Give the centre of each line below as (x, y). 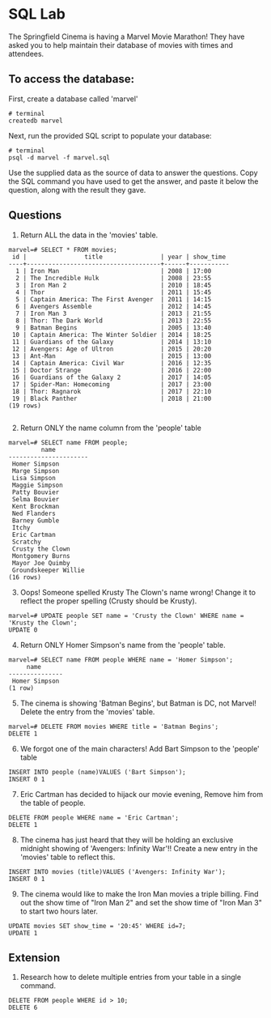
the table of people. (53, 803)
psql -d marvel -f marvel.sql (59, 158)
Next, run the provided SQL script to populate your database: (110, 135)
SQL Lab (37, 14)
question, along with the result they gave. (77, 190)
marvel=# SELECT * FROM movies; (63, 249)
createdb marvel (36, 121)
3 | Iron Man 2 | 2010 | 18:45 (114, 285)
